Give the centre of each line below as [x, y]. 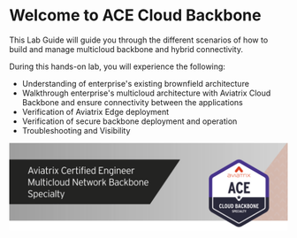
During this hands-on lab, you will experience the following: [117, 66]
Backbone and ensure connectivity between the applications [132, 102]
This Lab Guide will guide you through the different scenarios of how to [139, 40]
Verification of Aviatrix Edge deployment [95, 111]
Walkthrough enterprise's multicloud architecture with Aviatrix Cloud [146, 93]
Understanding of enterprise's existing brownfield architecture [136, 83]
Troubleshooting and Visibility [76, 130]
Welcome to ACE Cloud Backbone [135, 15]
